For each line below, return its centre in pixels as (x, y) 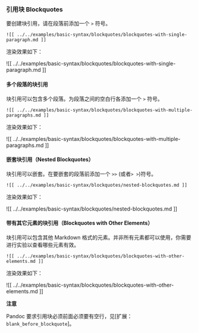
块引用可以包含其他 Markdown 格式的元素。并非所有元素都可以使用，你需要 (99, 237)
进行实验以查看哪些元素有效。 (43, 244)
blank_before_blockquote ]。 (40, 323)
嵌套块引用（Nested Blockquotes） (50, 159)
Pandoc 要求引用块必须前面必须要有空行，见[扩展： (69, 316)
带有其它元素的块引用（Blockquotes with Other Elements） (80, 223)
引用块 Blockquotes (35, 9)
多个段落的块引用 (27, 84)
